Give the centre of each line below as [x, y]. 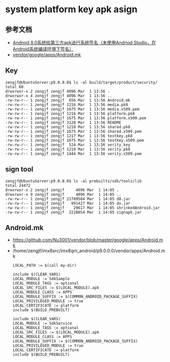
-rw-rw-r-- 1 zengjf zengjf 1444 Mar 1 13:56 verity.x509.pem [74, 154]
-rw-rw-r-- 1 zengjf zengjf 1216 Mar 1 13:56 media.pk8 [67, 105]
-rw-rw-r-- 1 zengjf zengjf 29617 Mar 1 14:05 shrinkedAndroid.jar [82, 208]
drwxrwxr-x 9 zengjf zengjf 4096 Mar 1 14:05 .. [63, 194]
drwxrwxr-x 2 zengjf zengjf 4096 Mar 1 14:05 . [62, 190]
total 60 [14, 87]
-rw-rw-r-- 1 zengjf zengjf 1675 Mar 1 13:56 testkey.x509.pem [75, 140]
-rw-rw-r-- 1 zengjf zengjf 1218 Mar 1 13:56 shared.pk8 [68, 127]
